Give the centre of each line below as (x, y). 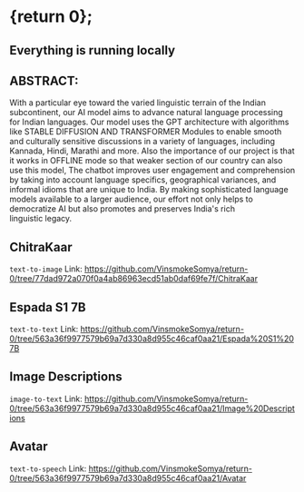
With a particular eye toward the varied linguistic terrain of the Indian (137, 103)
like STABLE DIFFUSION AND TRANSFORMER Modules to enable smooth (146, 132)
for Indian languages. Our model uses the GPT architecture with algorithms (149, 122)
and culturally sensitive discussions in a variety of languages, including (142, 142)
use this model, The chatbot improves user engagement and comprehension (152, 171)
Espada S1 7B (48, 307)
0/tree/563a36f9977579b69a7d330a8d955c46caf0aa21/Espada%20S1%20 (152, 339)
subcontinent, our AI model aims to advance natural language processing (146, 113)
